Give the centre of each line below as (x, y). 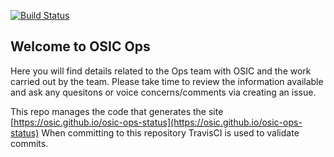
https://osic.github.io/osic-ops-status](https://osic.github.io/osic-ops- (158, 122)
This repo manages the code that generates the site (117, 111)
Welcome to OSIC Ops (80, 46)
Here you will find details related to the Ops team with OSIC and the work (161, 71)
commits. (29, 143)
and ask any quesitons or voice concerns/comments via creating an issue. (163, 92)
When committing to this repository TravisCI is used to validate (170, 132)
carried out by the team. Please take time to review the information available (167, 81)
